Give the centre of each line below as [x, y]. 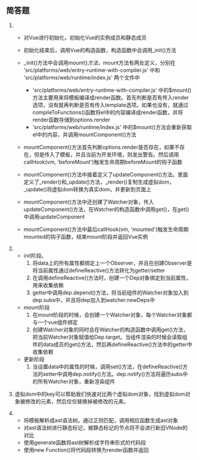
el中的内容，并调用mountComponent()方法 [85, 134]
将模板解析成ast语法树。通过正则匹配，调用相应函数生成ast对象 [101, 420]
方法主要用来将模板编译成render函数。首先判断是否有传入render [111, 97]
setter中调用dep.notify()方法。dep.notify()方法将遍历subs [113, 374]
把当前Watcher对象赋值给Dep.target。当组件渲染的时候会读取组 [110, 337]
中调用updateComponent [54, 216]
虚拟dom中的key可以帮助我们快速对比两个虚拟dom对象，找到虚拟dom [100, 394]
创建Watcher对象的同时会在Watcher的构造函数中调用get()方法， [111, 329]
